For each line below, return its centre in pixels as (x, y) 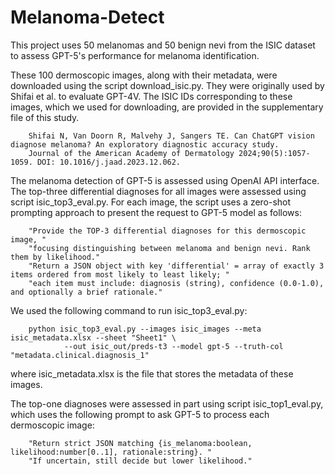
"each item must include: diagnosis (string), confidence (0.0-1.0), (176, 283)
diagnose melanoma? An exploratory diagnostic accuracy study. (145, 144)
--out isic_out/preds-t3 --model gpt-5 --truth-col (173, 346)
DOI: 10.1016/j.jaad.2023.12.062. (109, 162)
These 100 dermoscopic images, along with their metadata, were (144, 75)
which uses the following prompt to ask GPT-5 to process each (140, 414)
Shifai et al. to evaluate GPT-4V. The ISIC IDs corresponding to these (151, 96)
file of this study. (45, 117)
